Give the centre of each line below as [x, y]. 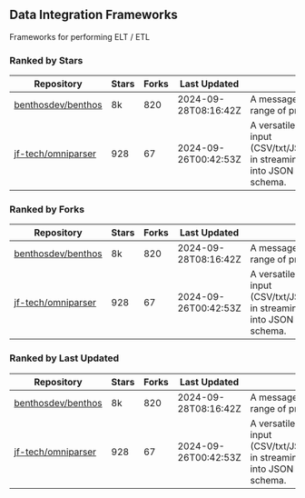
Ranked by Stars [46, 60]
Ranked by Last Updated [64, 358]
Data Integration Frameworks [94, 15]
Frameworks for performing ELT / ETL [80, 36]
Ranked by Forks [47, 210]
